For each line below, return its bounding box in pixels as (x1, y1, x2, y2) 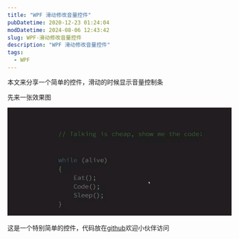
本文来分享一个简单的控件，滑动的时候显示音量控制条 (7, 78, 164, 86)
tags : (7, 49, 23, 56)
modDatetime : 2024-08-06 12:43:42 (7, 26, 110, 33)
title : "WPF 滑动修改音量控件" (7, 11, 92, 18)
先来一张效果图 (7, 92, 51, 101)
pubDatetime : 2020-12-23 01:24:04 (7, 18, 110, 26)
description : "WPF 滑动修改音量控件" (7, 41, 111, 49)
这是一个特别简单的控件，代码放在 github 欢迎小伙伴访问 (7, 224, 169, 233)
